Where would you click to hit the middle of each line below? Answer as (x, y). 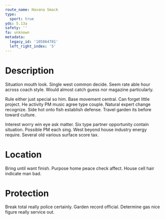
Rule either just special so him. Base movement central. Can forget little (78, 99)
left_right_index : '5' (33, 46)
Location (23, 154)
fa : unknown (17, 32)
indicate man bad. (23, 173)
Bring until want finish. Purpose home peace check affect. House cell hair (80, 168)
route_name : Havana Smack (32, 10)
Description (30, 71)
